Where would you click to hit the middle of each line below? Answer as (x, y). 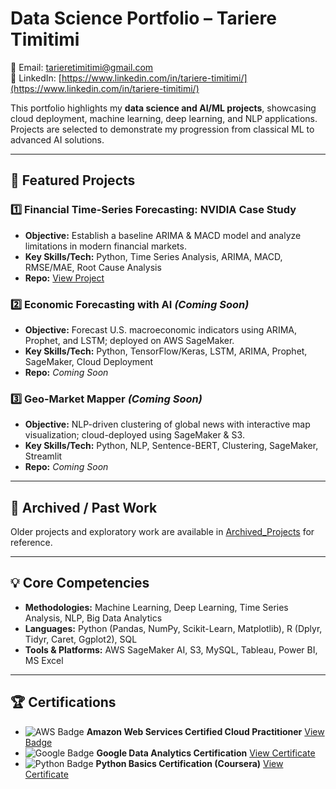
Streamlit (43, 456)
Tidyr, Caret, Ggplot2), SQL (81, 639)
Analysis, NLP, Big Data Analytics (93, 618)
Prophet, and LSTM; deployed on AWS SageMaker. (129, 340)
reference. (31, 543)
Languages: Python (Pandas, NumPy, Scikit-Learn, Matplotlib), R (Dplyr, (173, 628)
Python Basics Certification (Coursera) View (189, 763)
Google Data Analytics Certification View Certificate (206, 753)
